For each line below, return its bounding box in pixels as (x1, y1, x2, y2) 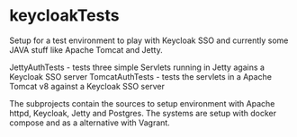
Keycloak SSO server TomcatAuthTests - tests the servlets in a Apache (9, 71, 273, 81)
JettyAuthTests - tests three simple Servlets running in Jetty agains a (9, 62, 265, 73)
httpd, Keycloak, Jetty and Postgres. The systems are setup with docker (9, 107, 277, 118)
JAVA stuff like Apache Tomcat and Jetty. (9, 44, 164, 55)
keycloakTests (9, 5, 120, 26)
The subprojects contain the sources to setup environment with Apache (9, 98, 275, 108)
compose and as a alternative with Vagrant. (9, 117, 171, 128)
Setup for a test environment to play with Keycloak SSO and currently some (9, 35, 289, 46)
